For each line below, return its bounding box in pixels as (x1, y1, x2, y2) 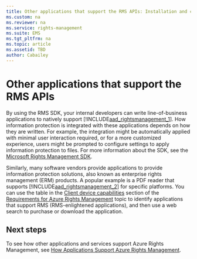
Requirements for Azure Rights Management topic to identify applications (6, 195, 184, 202)
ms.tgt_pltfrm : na (6, 36, 51, 42)
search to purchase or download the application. (6, 207, 123, 214)
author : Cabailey (6, 52, 49, 58)
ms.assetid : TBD (6, 47, 46, 53)
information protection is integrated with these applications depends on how (6, 121, 191, 129)
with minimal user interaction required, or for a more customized (6, 134, 161, 141)
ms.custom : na (6, 14, 41, 20)
